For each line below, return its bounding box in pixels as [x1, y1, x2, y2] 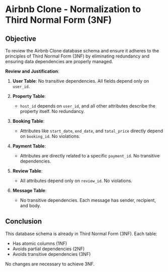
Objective [5, 34, 37, 43]
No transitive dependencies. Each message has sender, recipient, [20, 197, 156, 203]
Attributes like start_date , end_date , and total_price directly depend [20, 128, 163, 134]
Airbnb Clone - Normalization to [5, 4, 141, 15]
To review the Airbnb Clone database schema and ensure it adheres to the [5, 48, 159, 53]
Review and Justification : [5, 68, 59, 74]
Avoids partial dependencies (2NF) [12, 246, 85, 252]
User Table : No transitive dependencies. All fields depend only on [12, 78, 149, 84]
